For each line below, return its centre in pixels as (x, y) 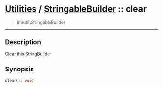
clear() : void (19, 80)
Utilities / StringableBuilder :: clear (76, 9)
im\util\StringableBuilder (41, 22)
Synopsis (19, 69)
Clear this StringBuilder (28, 54)
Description (23, 42)
